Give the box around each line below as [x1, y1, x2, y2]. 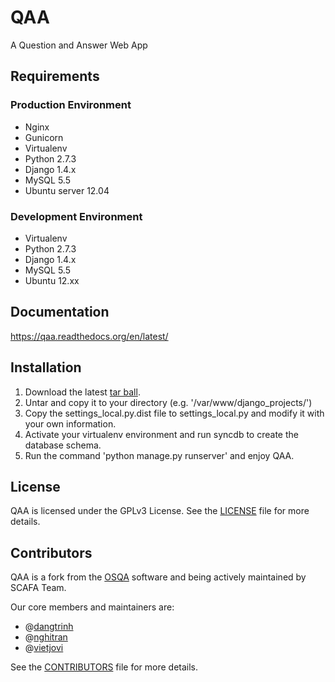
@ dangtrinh [24, 621, 74, 633]
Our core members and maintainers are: [10, 601, 175, 613]
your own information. [24, 417, 117, 430]
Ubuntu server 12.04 [24, 184, 110, 196]
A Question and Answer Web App [10, 39, 148, 51]
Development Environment [10, 209, 143, 223]
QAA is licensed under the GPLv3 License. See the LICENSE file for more [10, 505, 310, 517]
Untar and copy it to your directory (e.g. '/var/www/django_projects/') [24, 396, 313, 408]
